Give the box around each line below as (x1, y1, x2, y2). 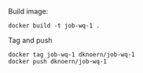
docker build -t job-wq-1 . (8, 22, 101, 30)
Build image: (8, 7, 49, 16)
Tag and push (8, 35, 53, 45)
